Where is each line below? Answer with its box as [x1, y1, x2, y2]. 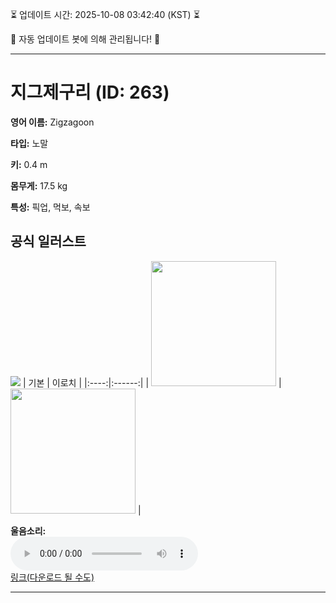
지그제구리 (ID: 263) [10, 81, 170, 104]
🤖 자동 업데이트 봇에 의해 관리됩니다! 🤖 [10, 33, 161, 45]
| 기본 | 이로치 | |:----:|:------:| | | [22, 376, 282, 388]
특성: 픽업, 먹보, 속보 [10, 201, 91, 213]
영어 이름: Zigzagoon [10, 116, 95, 128]
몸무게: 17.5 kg [10, 179, 68, 192]
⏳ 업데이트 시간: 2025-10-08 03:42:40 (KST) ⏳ [10, 9, 200, 20]
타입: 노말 [10, 137, 49, 149]
